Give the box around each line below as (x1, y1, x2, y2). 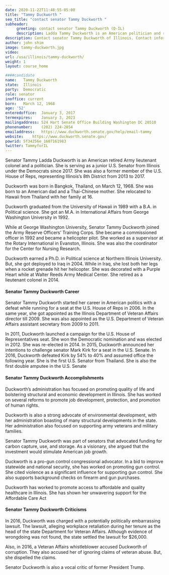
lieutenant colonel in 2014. (5, 277, 59, 283)
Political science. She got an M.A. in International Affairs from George (5, 209, 149, 215)
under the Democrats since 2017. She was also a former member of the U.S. (5, 168, 162, 174)
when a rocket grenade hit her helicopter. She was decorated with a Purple (5, 266, 160, 272)
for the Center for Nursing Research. (5, 246, 81, 252)
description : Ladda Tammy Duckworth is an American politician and (16, 31, 161, 36)
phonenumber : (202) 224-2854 (5, 124, 73, 129)
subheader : (5, 21, 28, 27)
